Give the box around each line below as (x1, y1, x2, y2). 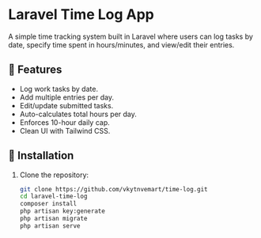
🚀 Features (8, 63, 62, 77)
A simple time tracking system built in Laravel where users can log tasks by (8, 32, 253, 41)
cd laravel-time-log (19, 192, 88, 201)
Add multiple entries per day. (19, 93, 115, 102)
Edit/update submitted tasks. (19, 100, 114, 110)
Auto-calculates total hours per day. (19, 109, 137, 119)
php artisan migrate (19, 215, 88, 223)
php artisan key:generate (19, 207, 105, 215)
